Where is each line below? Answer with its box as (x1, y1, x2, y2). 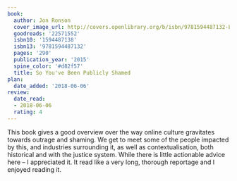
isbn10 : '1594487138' (13, 37, 78, 44)
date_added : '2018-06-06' (13, 82, 90, 89)
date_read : (13, 96, 46, 103)
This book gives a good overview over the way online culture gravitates (7, 127, 215, 136)
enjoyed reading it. (7, 165, 62, 173)
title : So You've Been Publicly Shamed (13, 69, 131, 76)
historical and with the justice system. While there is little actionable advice (7, 150, 226, 158)
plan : (7, 75, 23, 83)
